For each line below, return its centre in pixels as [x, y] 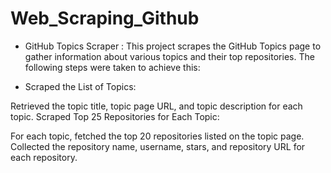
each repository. [44, 157]
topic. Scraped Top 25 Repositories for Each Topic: [115, 116]
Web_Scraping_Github [105, 18]
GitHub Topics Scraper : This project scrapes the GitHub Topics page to [173, 46]
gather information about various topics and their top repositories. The [169, 56]
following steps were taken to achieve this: [112, 67]
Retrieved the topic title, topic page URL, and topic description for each [156, 106]
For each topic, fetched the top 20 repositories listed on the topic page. [157, 136]
